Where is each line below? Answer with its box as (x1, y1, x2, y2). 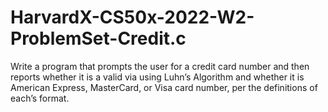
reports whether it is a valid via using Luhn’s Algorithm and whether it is (10, 71, 305, 83)
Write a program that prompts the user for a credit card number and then (10, 60, 310, 72)
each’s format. (10, 92, 70, 104)
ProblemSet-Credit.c (10, 27, 187, 50)
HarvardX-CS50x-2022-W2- (10, 6, 255, 29)
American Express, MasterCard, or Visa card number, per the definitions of (10, 81, 318, 93)
